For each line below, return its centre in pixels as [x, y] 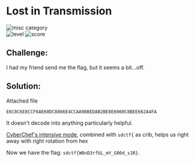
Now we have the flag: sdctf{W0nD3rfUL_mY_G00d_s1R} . [73, 152]
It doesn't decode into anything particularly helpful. [70, 123]
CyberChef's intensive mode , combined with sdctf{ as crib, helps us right [97, 134]
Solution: [23, 86]
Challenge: [27, 53]
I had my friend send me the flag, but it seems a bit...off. [76, 67]
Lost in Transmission [59, 11]
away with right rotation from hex [47, 141]
